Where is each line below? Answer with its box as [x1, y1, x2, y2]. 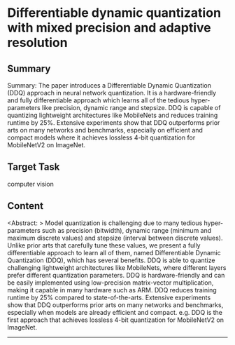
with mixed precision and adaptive [7, 20, 211, 36]
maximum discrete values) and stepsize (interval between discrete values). [7, 234, 223, 242]
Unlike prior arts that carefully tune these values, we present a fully [7, 241, 201, 250]
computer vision [7, 180, 55, 188]
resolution [7, 35, 68, 50]
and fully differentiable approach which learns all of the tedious [7, 96, 190, 104]
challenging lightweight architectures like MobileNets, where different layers [7, 263, 227, 271]
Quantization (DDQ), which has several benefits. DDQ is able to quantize [7, 256, 215, 264]
